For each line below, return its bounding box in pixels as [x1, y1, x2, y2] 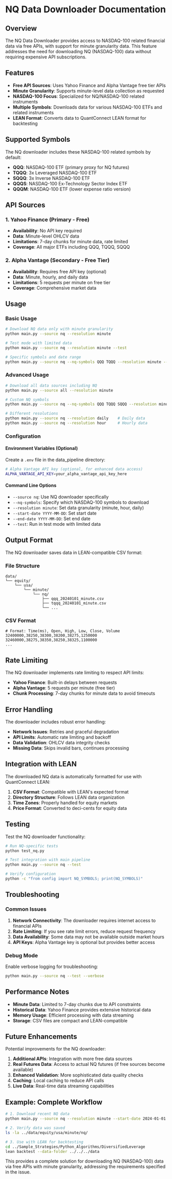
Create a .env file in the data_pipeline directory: [5, 457, 106, 463]
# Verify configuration [5, 871, 56, 876]
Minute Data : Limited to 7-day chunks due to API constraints [12, 1001, 141, 1007]
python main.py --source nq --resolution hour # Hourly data [5, 421, 147, 426]
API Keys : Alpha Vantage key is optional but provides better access [12, 939, 155, 945]
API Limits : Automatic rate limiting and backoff [12, 734, 112, 740]
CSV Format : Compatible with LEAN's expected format [12, 788, 129, 795]
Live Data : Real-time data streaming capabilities [12, 1083, 114, 1089]
